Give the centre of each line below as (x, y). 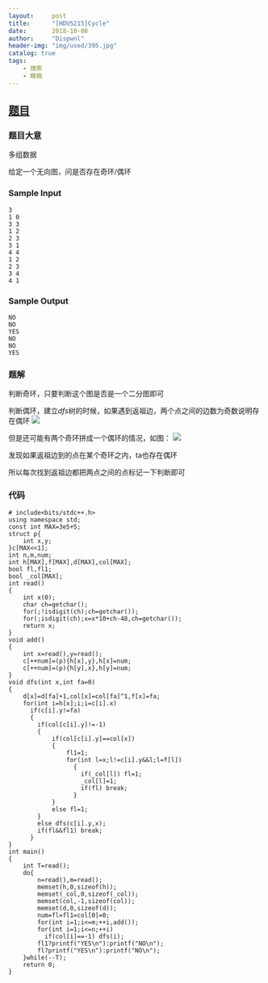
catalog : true (32, 53)
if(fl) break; (104, 788)
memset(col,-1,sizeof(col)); (86, 901)
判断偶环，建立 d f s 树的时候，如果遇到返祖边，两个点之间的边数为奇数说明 (130, 411)
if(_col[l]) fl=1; (111, 774)
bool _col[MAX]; (36, 576)
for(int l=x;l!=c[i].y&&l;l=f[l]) (124, 759)
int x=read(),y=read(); (63, 654)
